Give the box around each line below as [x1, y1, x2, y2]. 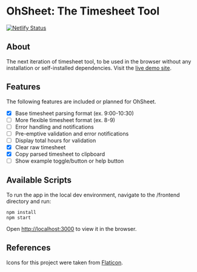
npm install [6, 209, 36, 215]
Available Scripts [6, 175, 72, 186]
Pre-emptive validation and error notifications [15, 130, 129, 137]
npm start [6, 215, 32, 221]
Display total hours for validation [15, 137, 96, 144]
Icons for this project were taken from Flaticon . [6, 259, 123, 266]
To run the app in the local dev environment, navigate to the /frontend [6, 191, 180, 198]
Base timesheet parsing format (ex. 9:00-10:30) [15, 109, 135, 117]
